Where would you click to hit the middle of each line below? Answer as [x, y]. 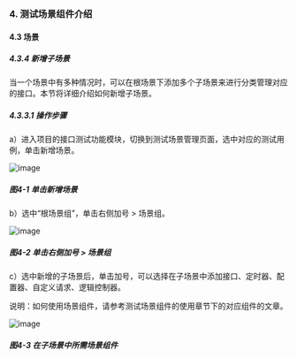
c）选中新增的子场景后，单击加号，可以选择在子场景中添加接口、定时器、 [143, 277]
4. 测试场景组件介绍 [51, 13]
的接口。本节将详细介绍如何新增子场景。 [83, 94]
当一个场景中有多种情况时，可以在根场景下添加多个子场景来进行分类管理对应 [148, 82]
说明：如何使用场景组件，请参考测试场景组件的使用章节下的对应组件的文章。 [148, 306]
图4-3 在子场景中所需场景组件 [64, 345]
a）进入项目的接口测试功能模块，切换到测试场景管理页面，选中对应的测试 [143, 140]
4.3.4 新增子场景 [40, 58]
